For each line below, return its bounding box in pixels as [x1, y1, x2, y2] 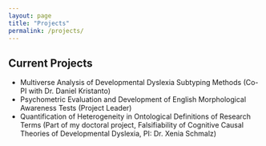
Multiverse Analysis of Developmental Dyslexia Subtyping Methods [19, 78, 242, 87]
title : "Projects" [8, 19, 70, 27]
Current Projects [8, 56, 93, 70]
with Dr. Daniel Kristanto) [28, 86, 111, 96]
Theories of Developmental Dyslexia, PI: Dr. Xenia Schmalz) [19, 129, 217, 139]
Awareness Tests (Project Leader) [19, 103, 132, 113]
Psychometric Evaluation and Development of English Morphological [19, 95, 247, 104]
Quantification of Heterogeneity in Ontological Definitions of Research [19, 112, 251, 121]
